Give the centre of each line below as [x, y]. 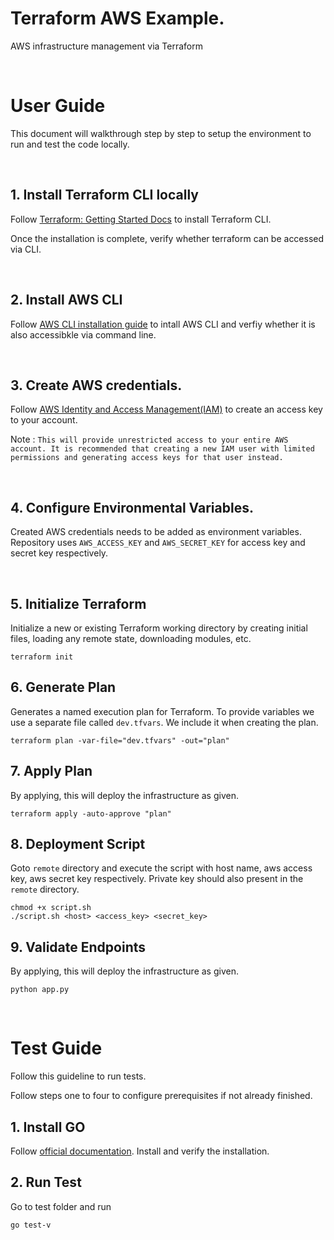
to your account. [44, 420]
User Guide [58, 106]
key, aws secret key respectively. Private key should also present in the [157, 879]
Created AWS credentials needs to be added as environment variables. [156, 532]
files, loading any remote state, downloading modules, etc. [131, 638]
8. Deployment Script [78, 843]
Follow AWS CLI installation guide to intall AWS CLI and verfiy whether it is [163, 324]
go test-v [31, 1225]
